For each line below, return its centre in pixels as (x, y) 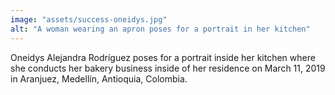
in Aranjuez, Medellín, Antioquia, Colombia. (99, 78)
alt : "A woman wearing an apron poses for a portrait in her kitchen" (160, 29)
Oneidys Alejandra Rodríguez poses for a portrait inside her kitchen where (163, 57)
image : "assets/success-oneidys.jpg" (89, 19)
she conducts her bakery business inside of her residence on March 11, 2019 (168, 68)
